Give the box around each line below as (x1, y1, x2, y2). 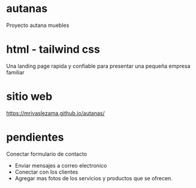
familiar (6, 68, 25, 76)
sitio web (6, 90, 53, 104)
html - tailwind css (6, 43, 100, 56)
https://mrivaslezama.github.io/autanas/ (6, 110, 105, 117)
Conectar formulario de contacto (6, 150, 88, 157)
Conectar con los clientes (14, 168, 79, 175)
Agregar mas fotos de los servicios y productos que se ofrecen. (14, 174, 173, 181)
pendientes (6, 131, 64, 144)
